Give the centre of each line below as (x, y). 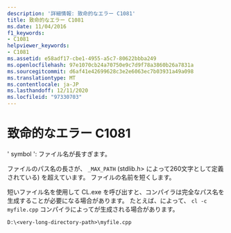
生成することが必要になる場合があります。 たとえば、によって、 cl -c (107, 201)
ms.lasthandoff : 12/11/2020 (48, 91)
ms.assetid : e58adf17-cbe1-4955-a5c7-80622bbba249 (82, 59)
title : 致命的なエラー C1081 (46, 20)
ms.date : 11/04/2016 (37, 26)
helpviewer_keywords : (38, 46)
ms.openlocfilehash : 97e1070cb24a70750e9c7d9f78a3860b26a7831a (101, 65)
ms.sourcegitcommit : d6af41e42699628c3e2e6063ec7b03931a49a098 (101, 71)
